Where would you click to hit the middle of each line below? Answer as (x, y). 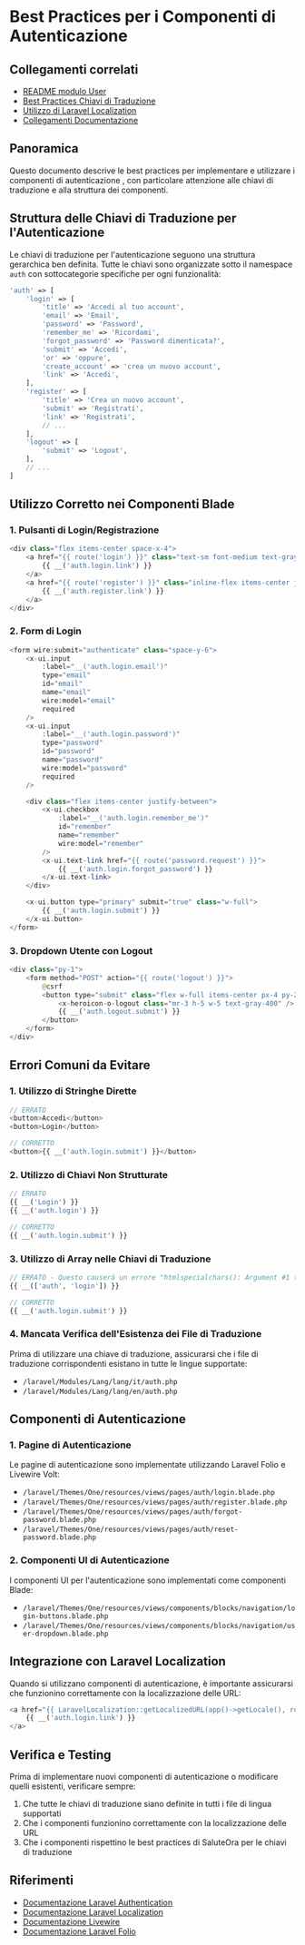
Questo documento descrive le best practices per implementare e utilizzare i (152, 171)
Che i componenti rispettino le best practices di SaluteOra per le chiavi (155, 1842)
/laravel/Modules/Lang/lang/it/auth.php (100, 1381)
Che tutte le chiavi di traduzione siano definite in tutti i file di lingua (147, 1803)
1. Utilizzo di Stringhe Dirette (73, 1091)
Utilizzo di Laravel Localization (79, 110)
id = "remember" (84, 827)
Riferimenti (42, 1881)
